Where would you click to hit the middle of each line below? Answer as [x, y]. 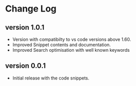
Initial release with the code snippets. [51, 78]
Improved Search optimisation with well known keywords [71, 50]
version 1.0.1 [25, 27]
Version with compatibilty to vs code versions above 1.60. [72, 39]
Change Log [31, 9]
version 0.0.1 [25, 66]
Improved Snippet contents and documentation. [61, 45]
